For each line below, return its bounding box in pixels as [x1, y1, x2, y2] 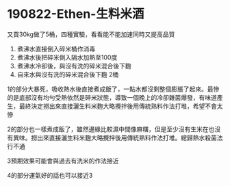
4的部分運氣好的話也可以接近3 [7, 171, 93, 179]
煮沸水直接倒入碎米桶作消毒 [16, 44, 96, 53]
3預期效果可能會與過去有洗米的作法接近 [7, 157, 119, 165]
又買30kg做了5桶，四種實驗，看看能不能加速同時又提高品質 [7, 30, 175, 38]
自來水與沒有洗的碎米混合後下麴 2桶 [16, 70, 119, 79]
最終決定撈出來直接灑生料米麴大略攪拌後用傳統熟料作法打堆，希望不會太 [18, 102, 223, 110]
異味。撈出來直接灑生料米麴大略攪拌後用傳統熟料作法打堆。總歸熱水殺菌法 [12, 133, 223, 142]
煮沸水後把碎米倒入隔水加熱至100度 [16, 53, 118, 62]
